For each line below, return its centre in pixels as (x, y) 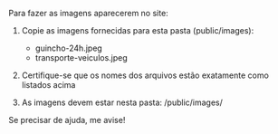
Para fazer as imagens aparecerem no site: (88, 13)
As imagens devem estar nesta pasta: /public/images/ (122, 102)
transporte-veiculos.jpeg (81, 57)
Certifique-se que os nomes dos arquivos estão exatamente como (145, 75)
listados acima (48, 85)
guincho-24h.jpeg (69, 48)
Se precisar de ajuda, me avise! (67, 120)
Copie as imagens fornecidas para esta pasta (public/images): (138, 30)
